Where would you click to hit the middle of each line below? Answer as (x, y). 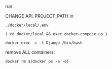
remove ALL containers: (30, 52)
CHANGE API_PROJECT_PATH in (39, 16)
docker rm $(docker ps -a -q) (37, 61)
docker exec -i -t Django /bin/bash (44, 43)
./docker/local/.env (27, 25)
